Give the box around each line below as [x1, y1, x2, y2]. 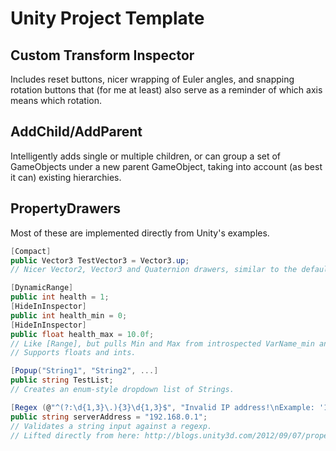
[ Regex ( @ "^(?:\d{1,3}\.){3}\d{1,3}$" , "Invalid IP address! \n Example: [10, 402, 315, 412]
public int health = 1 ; [10, 292, 110, 302]
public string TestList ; [10, 375, 114, 386]
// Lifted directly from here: [10, 430, 141, 441]
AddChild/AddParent [10, 123, 143, 141]
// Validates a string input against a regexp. [10, 421, 213, 431]
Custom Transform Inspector [10, 47, 195, 64]
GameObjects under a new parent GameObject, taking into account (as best [10, 160, 323, 172]
